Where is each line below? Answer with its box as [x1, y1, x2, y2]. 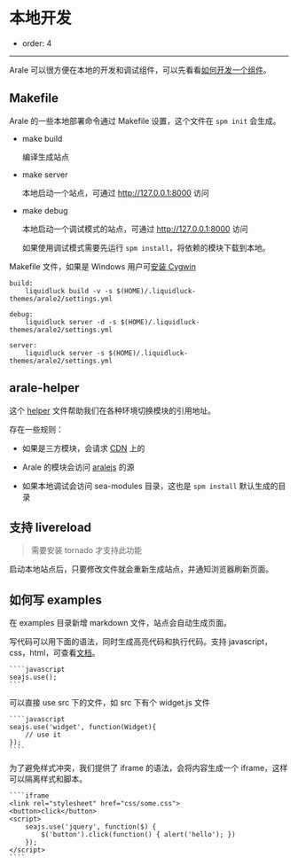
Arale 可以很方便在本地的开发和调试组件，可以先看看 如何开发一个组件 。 [9, 64, 272, 75]
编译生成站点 [21, 152, 69, 162]
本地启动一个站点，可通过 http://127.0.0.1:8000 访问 [21, 187, 210, 198]
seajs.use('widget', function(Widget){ [9, 723, 157, 732]
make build [21, 133, 63, 144]
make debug [21, 205, 68, 215]
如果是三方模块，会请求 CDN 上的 [21, 442, 145, 453]
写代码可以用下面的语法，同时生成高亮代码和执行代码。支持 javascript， [9, 636, 272, 647]
